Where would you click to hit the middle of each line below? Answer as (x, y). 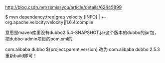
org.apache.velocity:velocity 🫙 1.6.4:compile (49, 22)
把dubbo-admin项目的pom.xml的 (39, 39)
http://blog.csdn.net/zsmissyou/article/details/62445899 (64, 7)
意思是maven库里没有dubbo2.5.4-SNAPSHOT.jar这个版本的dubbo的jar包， (82, 32)
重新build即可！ (21, 55)
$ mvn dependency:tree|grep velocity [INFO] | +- (56, 17)
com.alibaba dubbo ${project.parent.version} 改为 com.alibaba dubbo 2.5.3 (83, 49)
